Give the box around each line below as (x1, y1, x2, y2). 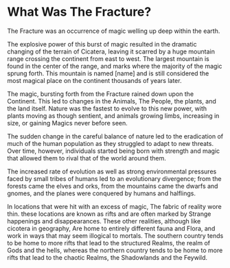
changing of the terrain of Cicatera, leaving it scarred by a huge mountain (7, 47, 215, 56)
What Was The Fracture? (7, 4, 152, 20)
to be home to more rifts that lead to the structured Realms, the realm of (7, 239, 211, 247)
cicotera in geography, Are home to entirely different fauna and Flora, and (7, 224, 216, 232)
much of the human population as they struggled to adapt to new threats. (7, 139, 214, 147)
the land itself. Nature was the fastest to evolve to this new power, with (7, 104, 207, 112)
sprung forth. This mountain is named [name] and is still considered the (7, 69, 209, 77)
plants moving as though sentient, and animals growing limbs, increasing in (7, 111, 220, 120)
